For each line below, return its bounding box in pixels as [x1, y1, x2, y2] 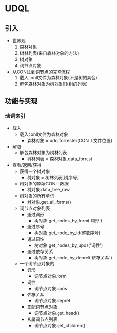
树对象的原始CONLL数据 [19, 181, 69, 186]
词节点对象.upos [34, 285, 67, 291]
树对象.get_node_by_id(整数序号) [34, 230, 101, 236]
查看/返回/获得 [12, 162, 42, 168]
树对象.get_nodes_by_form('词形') [34, 218, 103, 223]
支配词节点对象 [27, 304, 58, 310]
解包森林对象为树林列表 [19, 149, 67, 155]
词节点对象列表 [19, 205, 50, 211]
